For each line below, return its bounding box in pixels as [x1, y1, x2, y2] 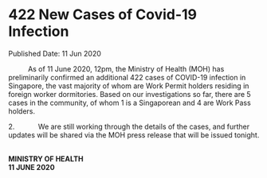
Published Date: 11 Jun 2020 [8, 48, 101, 58]
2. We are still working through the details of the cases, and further [8, 122, 249, 131]
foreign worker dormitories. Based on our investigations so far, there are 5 [8, 89, 251, 99]
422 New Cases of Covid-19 [8, 6, 198, 24]
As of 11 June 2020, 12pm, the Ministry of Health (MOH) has [27, 64, 225, 73]
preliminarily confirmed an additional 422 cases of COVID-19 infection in [8, 72, 246, 82]
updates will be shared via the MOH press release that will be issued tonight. [8, 130, 260, 140]
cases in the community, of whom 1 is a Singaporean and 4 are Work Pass [8, 98, 251, 107]
